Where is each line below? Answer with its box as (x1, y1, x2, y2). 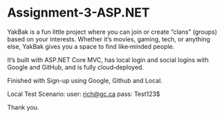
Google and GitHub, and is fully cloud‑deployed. (7, 63, 144, 71)
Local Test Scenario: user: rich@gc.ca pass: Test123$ (7, 90, 160, 98)
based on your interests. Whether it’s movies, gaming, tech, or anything (7, 35, 211, 43)
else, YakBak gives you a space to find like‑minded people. (7, 42, 175, 50)
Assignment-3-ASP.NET (7, 5, 150, 21)
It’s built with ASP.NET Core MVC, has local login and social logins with (7, 55, 209, 63)
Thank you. (7, 103, 39, 111)
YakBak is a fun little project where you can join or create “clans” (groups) (7, 28, 218, 36)
